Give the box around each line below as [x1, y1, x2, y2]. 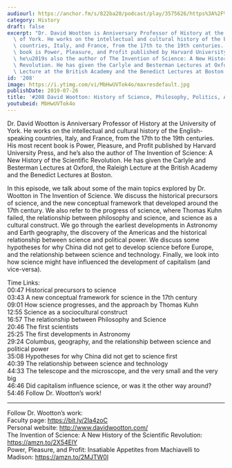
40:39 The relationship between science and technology [7, 359, 168, 368]
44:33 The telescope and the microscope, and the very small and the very [7, 366, 219, 375]
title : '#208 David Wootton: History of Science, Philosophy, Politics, [7, 94, 221, 101]
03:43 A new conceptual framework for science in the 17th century [7, 293, 198, 301]
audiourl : [7, 10, 36, 17]
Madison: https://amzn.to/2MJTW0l [7, 453, 109, 461]
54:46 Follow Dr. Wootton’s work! [7, 388, 101, 397]
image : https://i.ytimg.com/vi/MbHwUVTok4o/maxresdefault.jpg [7, 81, 190, 88]
